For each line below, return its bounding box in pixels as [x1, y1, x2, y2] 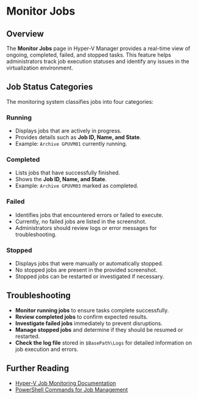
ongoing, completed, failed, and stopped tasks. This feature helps [6, 51, 172, 59]
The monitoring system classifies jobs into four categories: [6, 98, 154, 105]
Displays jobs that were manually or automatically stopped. [15, 260, 163, 267]
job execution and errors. [15, 345, 79, 353]
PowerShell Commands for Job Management [15, 386, 128, 393]
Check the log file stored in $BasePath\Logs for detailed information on [15, 339, 192, 346]
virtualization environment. [6, 64, 73, 71]
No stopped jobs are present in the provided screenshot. [15, 267, 158, 273]
